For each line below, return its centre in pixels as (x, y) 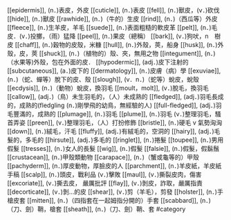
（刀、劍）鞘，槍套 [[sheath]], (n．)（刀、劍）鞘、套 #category (96, 209)
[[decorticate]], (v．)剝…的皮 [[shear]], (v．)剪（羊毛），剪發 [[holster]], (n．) (112, 192)
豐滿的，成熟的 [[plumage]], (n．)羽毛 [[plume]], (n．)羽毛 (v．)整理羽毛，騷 (117, 114)
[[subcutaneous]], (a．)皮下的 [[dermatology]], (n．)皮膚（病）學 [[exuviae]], (114, 71)
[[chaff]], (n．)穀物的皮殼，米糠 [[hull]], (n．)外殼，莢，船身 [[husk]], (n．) (116, 45)
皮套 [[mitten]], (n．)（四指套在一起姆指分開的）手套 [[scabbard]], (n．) (112, 200)
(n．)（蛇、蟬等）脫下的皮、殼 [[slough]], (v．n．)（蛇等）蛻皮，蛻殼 (103, 79)
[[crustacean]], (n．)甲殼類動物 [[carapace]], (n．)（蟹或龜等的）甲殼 (103, 157)
